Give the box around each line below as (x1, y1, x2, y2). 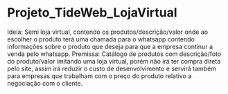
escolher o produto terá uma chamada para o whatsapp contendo (7, 35, 195, 43)
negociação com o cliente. (7, 79, 83, 87)
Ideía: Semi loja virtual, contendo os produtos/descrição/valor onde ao (7, 28, 209, 36)
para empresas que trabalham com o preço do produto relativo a (7, 71, 192, 80)
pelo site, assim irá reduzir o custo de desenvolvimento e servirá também (7, 64, 217, 73)
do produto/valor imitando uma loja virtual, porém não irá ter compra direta (7, 57, 221, 65)
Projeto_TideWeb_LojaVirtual (7, 5, 178, 21)
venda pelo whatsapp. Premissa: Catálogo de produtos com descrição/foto (7, 50, 222, 58)
